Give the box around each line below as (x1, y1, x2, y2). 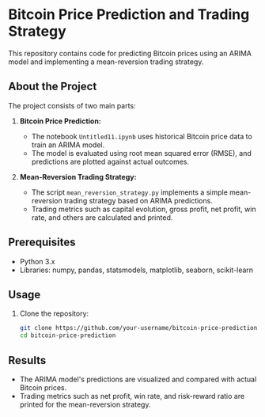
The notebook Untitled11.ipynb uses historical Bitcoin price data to (31, 131, 253, 141)
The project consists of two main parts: (8, 100, 136, 110)
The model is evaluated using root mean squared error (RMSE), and (31, 148, 252, 157)
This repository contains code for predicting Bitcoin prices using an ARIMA (8, 48, 252, 58)
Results (8, 354, 47, 367)
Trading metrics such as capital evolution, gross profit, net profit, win (31, 204, 256, 214)
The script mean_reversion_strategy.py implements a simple (31, 188, 228, 197)
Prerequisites (8, 236, 76, 249)
